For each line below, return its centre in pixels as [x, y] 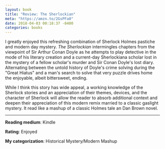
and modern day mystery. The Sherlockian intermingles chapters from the [80, 47]
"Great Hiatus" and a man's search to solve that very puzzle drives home [79, 73]
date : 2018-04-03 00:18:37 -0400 [39, 23]
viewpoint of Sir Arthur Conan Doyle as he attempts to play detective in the [81, 52]
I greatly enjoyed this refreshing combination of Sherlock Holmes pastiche [80, 42]
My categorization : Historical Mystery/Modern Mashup [61, 141]
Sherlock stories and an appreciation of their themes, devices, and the [76, 93]
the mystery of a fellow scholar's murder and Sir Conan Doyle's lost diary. [80, 63]
